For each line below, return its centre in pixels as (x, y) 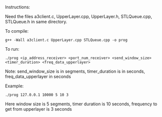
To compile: (17, 31)
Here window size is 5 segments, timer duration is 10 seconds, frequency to (81, 104)
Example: (14, 86)
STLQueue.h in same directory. (36, 22)
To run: (12, 49)
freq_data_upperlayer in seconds (38, 77)
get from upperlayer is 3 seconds (39, 109)
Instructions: (18, 7)
